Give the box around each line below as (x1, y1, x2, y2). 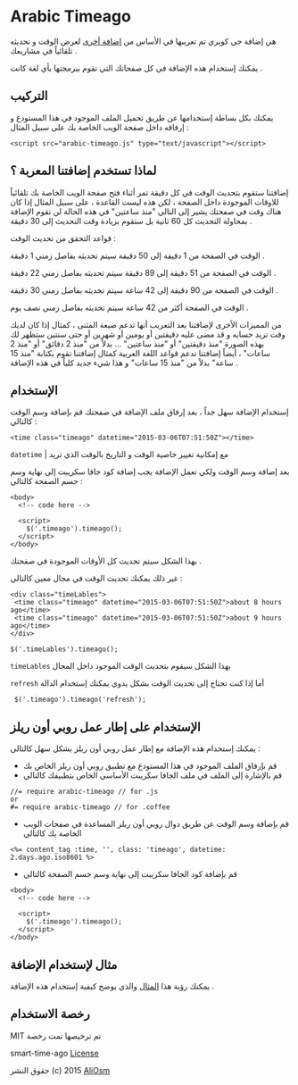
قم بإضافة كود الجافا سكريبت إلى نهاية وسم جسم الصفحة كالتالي (22, 869, 237, 880)
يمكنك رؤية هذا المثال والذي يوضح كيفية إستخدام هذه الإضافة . (10, 981, 215, 991)
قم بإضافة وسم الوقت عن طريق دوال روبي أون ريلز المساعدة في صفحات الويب (22, 819, 289, 830)
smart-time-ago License (10, 1047, 99, 1058)
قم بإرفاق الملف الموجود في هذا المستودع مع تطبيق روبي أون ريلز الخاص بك (22, 761, 277, 772)
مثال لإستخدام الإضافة (10, 957, 118, 972)
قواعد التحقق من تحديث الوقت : (10, 232, 117, 243)
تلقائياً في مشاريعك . (10, 45, 78, 55)
